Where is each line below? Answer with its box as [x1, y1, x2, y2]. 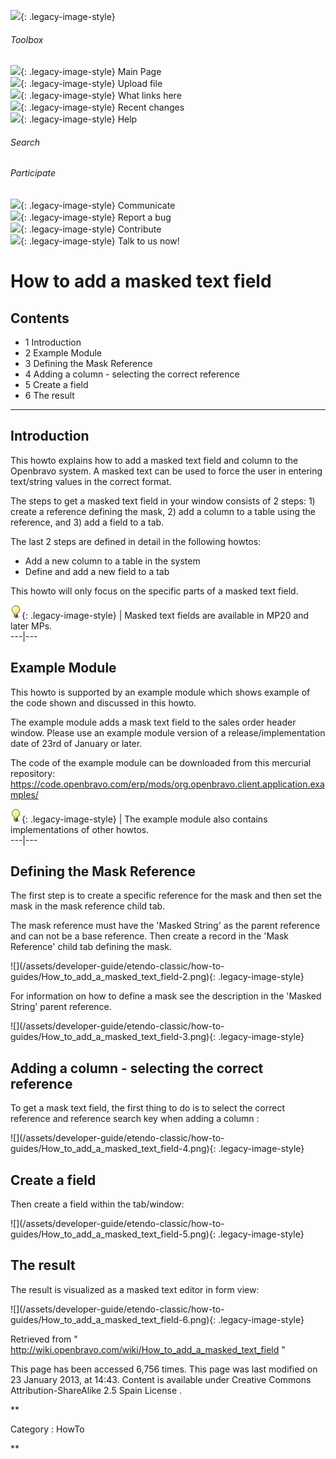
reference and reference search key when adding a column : [10, 1113, 260, 1125]
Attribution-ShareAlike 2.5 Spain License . [10, 1384, 183, 1396]
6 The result [24, 390, 75, 402]
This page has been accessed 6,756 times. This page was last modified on [10, 1363, 318, 1375]
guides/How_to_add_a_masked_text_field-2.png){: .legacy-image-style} [10, 971, 305, 983]
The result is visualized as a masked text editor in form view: [10, 1283, 260, 1295]
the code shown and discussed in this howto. [10, 696, 197, 709]
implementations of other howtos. [10, 823, 150, 835]
